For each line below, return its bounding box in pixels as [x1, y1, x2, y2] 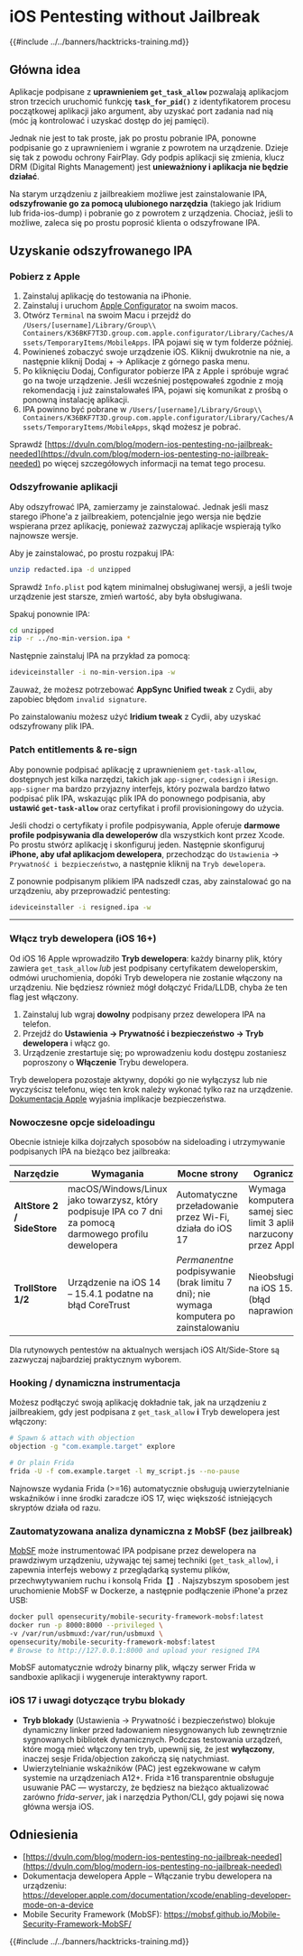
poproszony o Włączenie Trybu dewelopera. [22, 1056, 189, 1067]
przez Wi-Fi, [175, 1211, 230, 1223]
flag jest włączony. [9, 991, 79, 1002]
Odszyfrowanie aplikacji [9, 481, 118, 494]
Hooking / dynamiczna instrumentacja [9, 1376, 181, 1389]
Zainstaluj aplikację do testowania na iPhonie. [22, 291, 192, 301]
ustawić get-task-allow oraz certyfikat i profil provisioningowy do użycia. [9, 802, 284, 813]
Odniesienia [9, 1827, 78, 1842]
